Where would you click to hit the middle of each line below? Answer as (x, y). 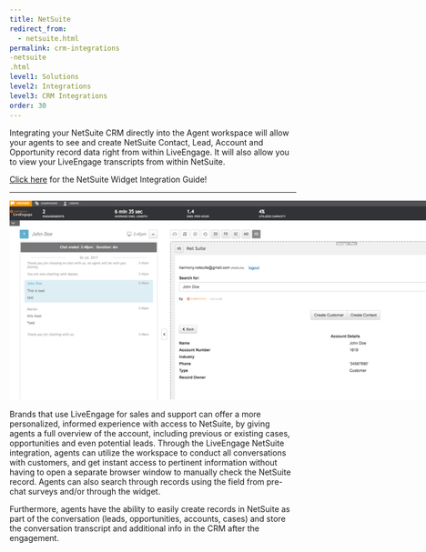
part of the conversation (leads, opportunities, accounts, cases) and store (148, 519)
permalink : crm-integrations (65, 48)
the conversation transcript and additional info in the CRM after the (134, 528)
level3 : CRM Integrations (58, 95)
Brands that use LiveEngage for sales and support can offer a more (135, 415)
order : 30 (28, 105)
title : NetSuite (40, 19)
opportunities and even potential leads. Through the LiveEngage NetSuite (147, 443)
